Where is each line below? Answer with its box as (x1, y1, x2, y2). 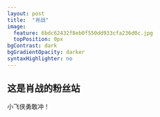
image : (7, 23, 26, 30)
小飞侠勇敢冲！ (7, 102, 50, 111)
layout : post (7, 10, 45, 17)
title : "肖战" (7, 17, 49, 24)
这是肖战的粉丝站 (7, 82, 80, 94)
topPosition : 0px (13, 36, 64, 43)
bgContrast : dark (7, 42, 57, 49)
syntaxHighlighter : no (7, 55, 73, 62)
